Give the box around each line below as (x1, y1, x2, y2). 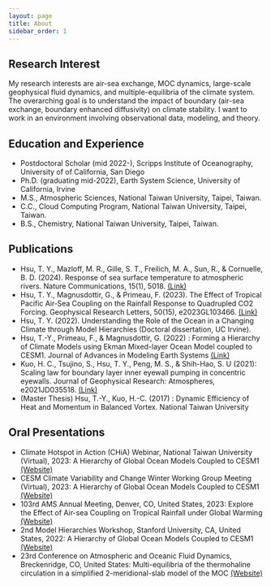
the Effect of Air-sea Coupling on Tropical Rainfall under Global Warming (19, 507, 263, 517)
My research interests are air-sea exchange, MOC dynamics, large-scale (8, 79, 252, 89)
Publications (8, 242, 74, 256)
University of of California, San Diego (19, 167, 145, 176)
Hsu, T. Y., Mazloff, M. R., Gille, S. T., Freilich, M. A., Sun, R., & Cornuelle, (19, 263, 264, 273)
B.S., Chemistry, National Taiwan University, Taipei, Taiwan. (19, 219, 219, 228)
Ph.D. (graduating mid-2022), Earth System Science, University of (19, 176, 241, 185)
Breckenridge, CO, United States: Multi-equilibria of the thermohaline (19, 559, 252, 569)
